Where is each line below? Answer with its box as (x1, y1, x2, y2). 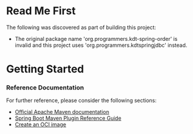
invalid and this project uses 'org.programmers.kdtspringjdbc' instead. (14, 42, 188, 49)
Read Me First (6, 4, 76, 18)
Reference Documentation (6, 84, 85, 92)
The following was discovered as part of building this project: (6, 24, 157, 31)
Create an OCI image (14, 121, 67, 128)
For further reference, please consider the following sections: (6, 97, 157, 104)
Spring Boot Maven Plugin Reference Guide (14, 114, 122, 122)
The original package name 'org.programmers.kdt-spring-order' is (14, 35, 178, 42)
